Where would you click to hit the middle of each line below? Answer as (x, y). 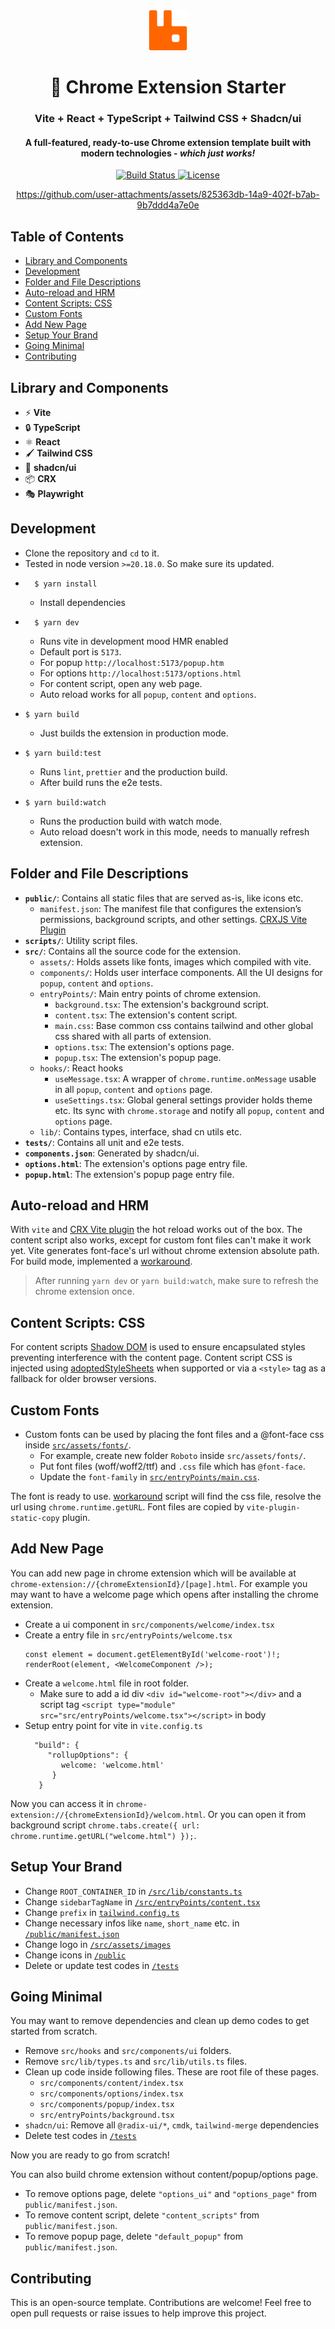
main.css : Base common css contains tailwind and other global (184, 1025)
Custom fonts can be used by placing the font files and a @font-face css (174, 1434)
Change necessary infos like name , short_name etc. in (132, 1923)
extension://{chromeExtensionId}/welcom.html (106, 1815)
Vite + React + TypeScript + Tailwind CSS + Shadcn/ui (168, 119)
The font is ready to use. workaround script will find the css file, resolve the (166, 1496)
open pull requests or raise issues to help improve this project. (138, 2313)
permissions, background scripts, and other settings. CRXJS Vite (173, 919)
